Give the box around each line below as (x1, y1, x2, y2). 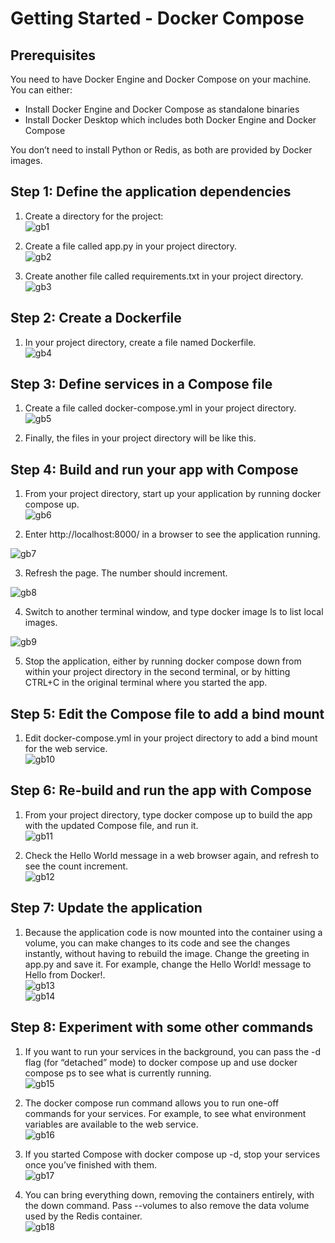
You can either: (10, 84, 73, 96)
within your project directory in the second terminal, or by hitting (24, 666, 291, 678)
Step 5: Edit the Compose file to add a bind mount (10, 705, 325, 722)
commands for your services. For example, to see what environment (24, 1107, 307, 1119)
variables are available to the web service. (24, 1118, 199, 1130)
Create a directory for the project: (24, 210, 164, 222)
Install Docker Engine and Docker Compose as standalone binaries (24, 103, 300, 115)
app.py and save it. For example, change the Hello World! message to (24, 958, 312, 970)
